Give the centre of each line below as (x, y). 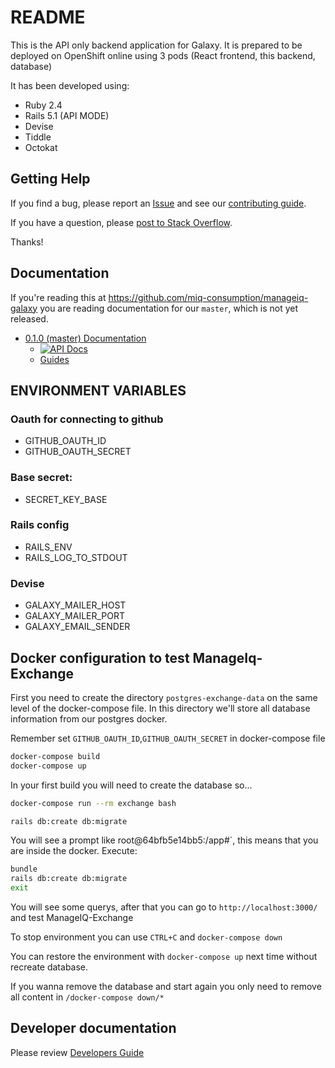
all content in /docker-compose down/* (87, 997)
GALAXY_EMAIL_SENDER (77, 627)
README (48, 17)
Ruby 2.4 (43, 105)
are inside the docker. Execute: (74, 851)
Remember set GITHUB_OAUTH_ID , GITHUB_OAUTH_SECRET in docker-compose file (168, 738)
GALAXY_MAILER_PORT (75, 616)
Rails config (40, 525)
